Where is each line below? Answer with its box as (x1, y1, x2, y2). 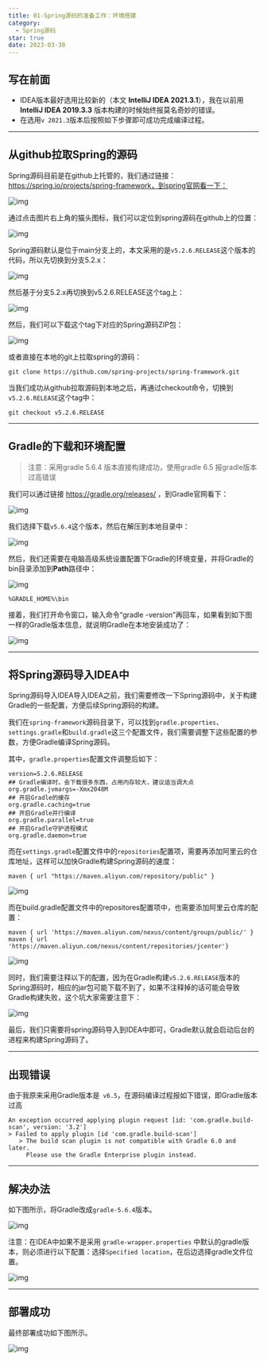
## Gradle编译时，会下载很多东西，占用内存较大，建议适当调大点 (8, 778, 195, 787)
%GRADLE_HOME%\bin (8, 595, 69, 603)
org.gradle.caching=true (8, 801, 91, 809)
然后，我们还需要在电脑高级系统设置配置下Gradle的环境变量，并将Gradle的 (8, 553, 254, 563)
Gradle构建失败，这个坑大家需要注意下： (8, 993, 141, 1002)
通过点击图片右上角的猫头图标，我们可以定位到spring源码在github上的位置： (8, 212, 259, 223)
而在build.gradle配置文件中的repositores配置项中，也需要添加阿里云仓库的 (8, 903, 252, 913)
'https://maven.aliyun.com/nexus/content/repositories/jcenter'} (8, 943, 229, 951)
